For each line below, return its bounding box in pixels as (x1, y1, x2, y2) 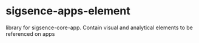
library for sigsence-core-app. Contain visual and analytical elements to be (5, 24, 194, 31)
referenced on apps (5, 30, 55, 37)
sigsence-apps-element (5, 4, 131, 18)
